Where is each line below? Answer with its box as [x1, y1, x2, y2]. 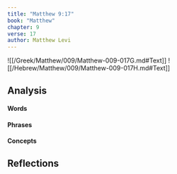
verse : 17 [7, 30, 37, 38]
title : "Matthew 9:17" [7, 10, 74, 18]
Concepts [7, 136, 37, 146]
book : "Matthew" [7, 17, 55, 24]
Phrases [7, 120, 33, 129]
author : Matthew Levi [7, 37, 72, 44]
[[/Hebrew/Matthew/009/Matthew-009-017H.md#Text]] [7, 64, 171, 72]
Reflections [7, 157, 59, 169]
